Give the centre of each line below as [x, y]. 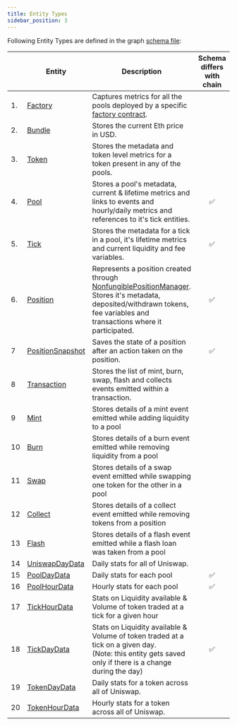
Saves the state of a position [139, 342]
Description [142, 71]
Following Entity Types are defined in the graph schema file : [95, 40]
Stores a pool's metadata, [134, 184]
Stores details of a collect [134, 505]
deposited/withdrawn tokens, [140, 304]
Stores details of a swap [132, 467]
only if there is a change [132, 662]
